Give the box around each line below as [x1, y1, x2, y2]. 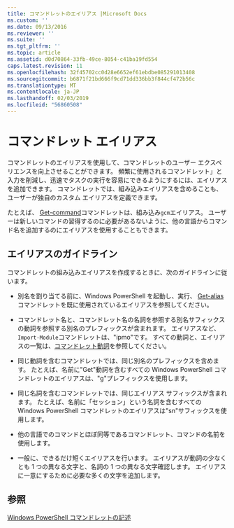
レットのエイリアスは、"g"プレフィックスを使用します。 [29, 374, 192, 382]
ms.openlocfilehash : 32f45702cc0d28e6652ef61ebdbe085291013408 [7, 69, 196, 76]
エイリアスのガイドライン [7, 248, 117, 260]
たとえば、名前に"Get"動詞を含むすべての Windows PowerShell [31, 365, 213, 373]
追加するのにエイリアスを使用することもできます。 [25, 225, 173, 234]
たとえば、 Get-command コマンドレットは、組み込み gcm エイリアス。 [7, 208, 207, 216]
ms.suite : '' [7, 36, 45, 43]
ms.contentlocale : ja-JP [7, 88, 80, 95]
